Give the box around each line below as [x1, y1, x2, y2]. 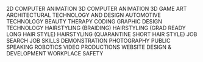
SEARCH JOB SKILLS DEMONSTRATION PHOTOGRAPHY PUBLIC [6, 37, 171, 44]
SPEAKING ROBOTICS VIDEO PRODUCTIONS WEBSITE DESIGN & [6, 43, 172, 51]
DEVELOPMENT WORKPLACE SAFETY [6, 50, 104, 57]
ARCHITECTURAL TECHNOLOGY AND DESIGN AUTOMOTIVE [6, 11, 162, 19]
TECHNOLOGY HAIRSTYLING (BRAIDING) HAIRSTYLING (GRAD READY [6, 24, 186, 31]
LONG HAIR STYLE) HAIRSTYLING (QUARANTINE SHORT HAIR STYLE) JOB [6, 31, 198, 38]
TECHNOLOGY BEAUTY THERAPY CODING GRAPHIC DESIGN [6, 18, 163, 25]
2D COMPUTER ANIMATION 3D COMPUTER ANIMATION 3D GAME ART [6, 5, 187, 12]
